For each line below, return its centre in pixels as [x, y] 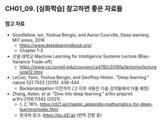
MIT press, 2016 [28, 40]
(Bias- [144, 56]
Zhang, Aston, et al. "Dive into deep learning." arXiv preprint [72, 94]
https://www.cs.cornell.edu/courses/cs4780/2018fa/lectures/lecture [88, 67]
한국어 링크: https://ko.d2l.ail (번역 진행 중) [61, 115]
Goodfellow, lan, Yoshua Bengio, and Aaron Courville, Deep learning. [81, 35]
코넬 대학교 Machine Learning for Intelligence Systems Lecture [74, 56]
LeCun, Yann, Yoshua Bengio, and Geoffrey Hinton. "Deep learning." [81, 77]
